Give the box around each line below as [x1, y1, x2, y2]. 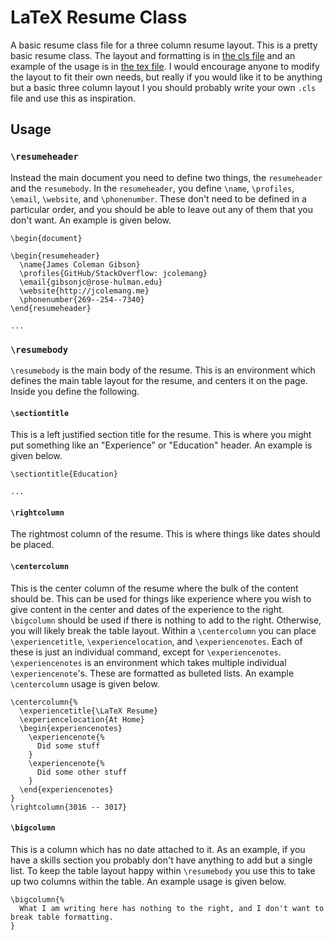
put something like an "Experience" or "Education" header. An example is [10, 439, 313, 451]
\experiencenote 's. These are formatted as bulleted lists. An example [10, 667, 295, 679]
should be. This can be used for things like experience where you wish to [10, 592, 312, 605]
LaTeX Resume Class [10, 6, 188, 29]
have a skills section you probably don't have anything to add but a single [10, 854, 313, 866]
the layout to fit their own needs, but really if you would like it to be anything [10, 71, 323, 83]
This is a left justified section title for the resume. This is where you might [10, 429, 312, 441]
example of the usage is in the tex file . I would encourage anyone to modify [10, 60, 320, 72]
